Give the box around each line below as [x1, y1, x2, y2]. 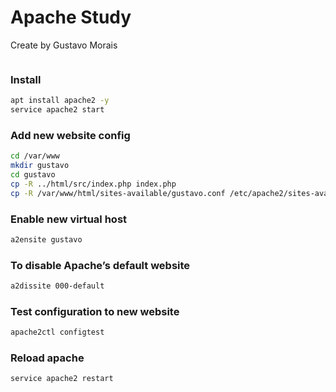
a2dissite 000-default [10, 281, 105, 291]
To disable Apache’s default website [10, 258, 191, 272]
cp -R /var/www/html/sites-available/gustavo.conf [10, 188, 226, 198]
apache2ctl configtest [10, 327, 105, 338]
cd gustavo [10, 170, 56, 180]
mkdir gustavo [10, 161, 70, 171]
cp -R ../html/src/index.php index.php [10, 179, 177, 189]
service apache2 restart [10, 374, 114, 384]
